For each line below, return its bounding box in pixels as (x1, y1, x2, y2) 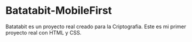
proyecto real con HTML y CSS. (5, 29, 82, 36)
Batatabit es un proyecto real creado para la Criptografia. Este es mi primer (5, 23, 187, 30)
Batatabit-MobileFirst (5, 4, 112, 17)
